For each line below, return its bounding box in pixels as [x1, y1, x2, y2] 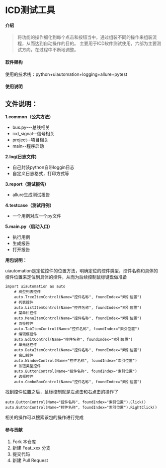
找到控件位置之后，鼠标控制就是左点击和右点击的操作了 [5, 389, 118, 395]
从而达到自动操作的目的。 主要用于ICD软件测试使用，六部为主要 [26, 40, 157, 46]
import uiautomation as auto [5, 284, 66, 289]
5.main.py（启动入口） [5, 224, 53, 230]
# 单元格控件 [14, 342, 37, 347]
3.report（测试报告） [5, 181, 49, 187]
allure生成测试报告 [12, 192, 50, 198]
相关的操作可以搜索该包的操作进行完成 [5, 415, 83, 420]
